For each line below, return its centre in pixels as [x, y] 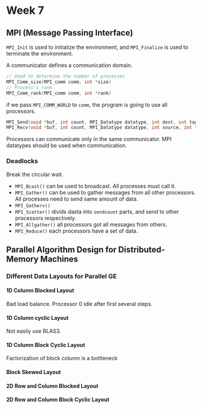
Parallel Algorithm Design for [62, 250]
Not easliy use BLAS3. [34, 331]
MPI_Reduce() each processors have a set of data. [76, 231]
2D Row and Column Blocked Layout [52, 386]
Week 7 [25, 11]
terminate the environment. [40, 54]
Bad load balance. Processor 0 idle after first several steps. [79, 304]
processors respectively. [45, 218]
